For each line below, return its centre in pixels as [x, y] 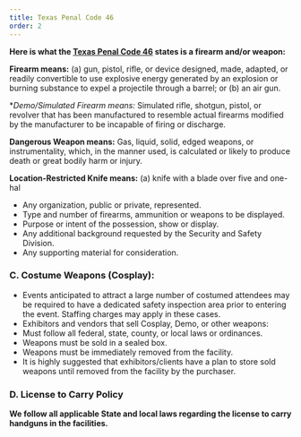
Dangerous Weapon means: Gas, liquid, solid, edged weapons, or [132, 141]
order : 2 [26, 26]
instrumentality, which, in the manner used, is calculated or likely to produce [150, 151]
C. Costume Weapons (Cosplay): [82, 276]
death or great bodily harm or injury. [76, 160]
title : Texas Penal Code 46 [62, 17]
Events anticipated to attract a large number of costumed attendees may [156, 295]
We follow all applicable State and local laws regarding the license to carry [150, 414]
